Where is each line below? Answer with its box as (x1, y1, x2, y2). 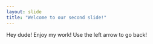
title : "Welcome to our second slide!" (6, 14, 107, 20)
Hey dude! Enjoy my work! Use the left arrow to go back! (6, 31, 147, 38)
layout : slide (6, 8, 42, 15)
